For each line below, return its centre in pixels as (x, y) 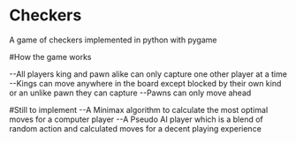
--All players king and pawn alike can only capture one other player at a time (148, 74)
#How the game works (50, 56)
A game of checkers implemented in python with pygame (113, 40)
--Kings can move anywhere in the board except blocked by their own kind (145, 83)
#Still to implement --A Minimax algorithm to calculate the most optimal (139, 109)
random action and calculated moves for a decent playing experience (136, 128)
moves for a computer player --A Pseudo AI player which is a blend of (136, 119)
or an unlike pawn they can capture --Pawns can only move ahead (130, 93)
